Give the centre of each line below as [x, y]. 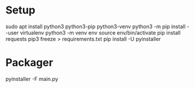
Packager [29, 63]
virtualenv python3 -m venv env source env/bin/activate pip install [100, 32]
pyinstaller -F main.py [32, 79]
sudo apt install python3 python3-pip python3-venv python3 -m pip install [96, 26]
